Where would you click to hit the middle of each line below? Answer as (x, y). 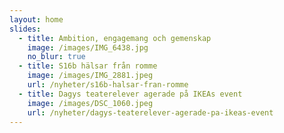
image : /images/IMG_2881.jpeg (90, 76)
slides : (25, 29)
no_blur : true (56, 57)
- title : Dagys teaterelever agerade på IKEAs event (130, 94)
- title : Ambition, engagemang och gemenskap (115, 38)
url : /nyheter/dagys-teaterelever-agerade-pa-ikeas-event (150, 112)
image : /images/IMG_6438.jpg (88, 47)
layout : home (36, 19)
